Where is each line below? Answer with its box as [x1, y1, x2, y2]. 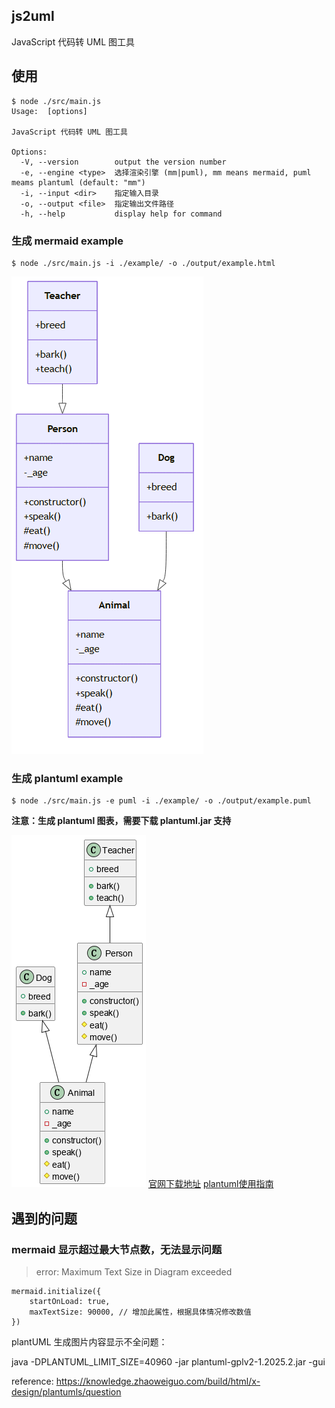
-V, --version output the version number [20, 157, 227, 167]
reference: [11, 1375, 54, 1387]
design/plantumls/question [11, 1385, 122, 1398]
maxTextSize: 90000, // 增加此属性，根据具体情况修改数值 [29, 1307, 252, 1317]
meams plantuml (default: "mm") [11, 177, 146, 188]
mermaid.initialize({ [11, 1286, 102, 1296]
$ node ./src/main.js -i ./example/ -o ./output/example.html [11, 258, 276, 268]
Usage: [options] [11, 106, 88, 116]
